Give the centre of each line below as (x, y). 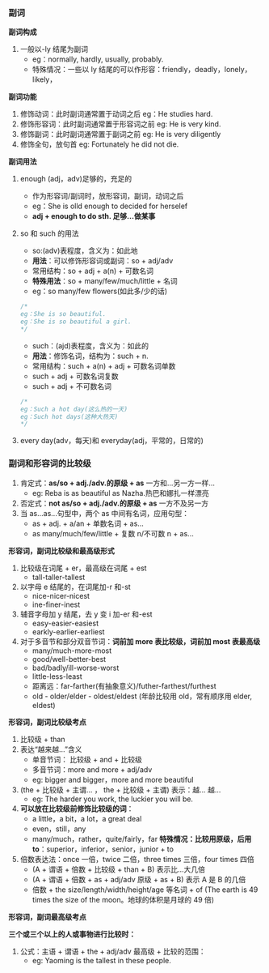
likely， (44, 79)
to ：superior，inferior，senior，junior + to (103, 849)
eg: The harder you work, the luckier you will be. (113, 799)
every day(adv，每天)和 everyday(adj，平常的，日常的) (112, 441)
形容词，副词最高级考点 (47, 916)
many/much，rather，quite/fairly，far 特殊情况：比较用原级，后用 (142, 839)
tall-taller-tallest (59, 577)
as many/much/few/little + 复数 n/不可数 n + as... (113, 533)
